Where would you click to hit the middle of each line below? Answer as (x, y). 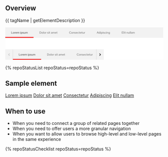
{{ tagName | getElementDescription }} (45, 20)
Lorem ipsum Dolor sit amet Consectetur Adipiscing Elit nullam (70, 95)
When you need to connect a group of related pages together (76, 123)
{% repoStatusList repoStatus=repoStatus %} (52, 68)
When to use (26, 111)
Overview (21, 8)
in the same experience (37, 139)
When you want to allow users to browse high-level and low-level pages (87, 134)
